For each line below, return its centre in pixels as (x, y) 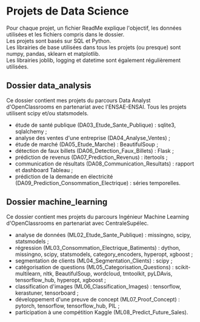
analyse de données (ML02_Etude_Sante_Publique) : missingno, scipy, (103, 235)
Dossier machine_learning (57, 202)
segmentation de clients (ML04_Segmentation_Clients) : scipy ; (94, 260)
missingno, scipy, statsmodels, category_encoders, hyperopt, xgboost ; (104, 254)
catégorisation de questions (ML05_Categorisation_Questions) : (94, 267)
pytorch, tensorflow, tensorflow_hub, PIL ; (67, 306)
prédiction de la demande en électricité (64, 176)
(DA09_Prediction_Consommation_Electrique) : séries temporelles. (98, 183)
